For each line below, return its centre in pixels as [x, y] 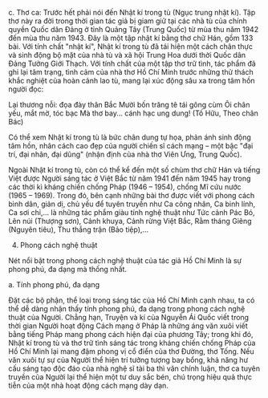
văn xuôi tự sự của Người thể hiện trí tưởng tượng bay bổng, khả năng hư [128, 360]
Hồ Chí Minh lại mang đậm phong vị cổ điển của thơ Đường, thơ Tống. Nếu [131, 351]
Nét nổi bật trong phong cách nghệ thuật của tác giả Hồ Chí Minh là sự [125, 260]
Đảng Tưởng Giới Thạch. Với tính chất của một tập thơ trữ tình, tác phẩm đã [132, 63]
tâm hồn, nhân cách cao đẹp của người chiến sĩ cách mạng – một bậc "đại [131, 146]
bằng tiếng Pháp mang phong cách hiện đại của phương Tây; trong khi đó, [131, 334]
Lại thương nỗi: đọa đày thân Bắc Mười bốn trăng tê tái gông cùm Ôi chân [129, 105]
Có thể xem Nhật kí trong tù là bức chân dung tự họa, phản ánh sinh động [130, 137]
